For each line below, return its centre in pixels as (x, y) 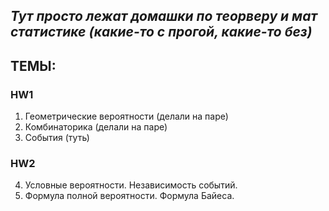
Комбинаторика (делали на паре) (96, 127)
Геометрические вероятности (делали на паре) (126, 116)
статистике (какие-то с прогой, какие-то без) (161, 32)
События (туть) (57, 138)
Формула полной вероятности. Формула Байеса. (129, 196)
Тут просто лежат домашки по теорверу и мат (164, 16)
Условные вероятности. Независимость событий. (131, 185)
